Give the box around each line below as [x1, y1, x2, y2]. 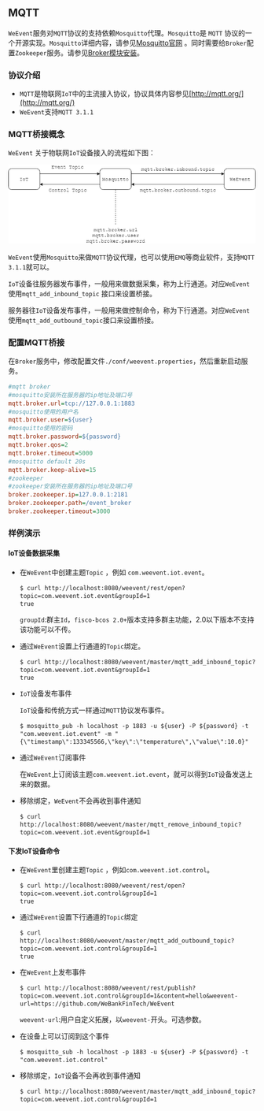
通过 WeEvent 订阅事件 [19, 752, 86, 763]
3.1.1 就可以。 [8, 262, 53, 271]
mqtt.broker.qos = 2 [8, 441, 68, 449]
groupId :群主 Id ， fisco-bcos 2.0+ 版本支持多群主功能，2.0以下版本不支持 [19, 615, 255, 625]
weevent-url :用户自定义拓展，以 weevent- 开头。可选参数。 [19, 1015, 206, 1024]
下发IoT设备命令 [8, 846, 60, 856]
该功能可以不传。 [19, 625, 75, 634]
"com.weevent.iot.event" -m [19, 730, 112, 738]
